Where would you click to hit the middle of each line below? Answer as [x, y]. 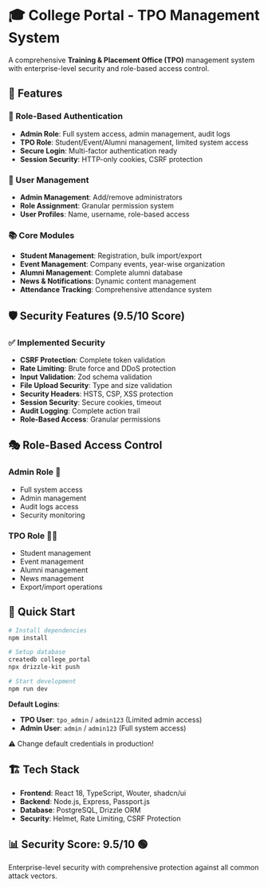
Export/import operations [61, 587]
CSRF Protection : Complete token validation [93, 359]
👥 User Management [49, 180]
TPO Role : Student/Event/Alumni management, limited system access [134, 142]
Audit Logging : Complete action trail [80, 410]
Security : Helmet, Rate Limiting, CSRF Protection [100, 818]
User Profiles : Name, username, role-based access [104, 214]
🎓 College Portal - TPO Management [134, 16]
